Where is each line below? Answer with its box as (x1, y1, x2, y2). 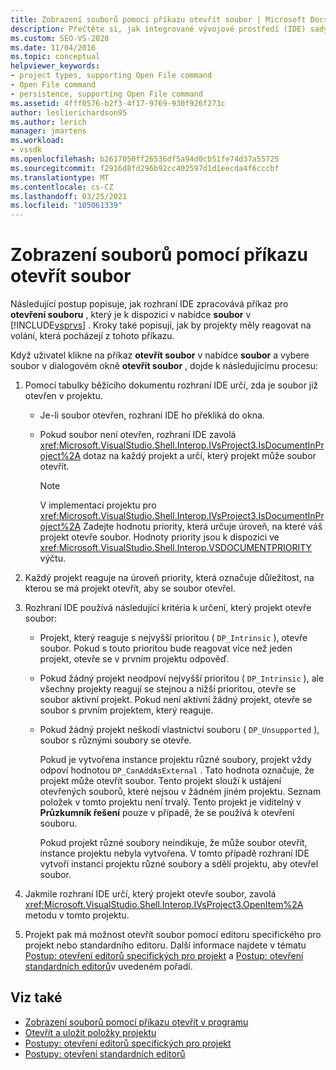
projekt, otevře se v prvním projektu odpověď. (39, 653, 230, 665)
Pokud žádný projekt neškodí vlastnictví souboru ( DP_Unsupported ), (39, 724, 320, 736)
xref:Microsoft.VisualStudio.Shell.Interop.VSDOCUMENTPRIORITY (39, 542, 313, 554)
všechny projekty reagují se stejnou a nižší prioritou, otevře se (39, 683, 297, 695)
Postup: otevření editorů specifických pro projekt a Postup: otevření (24, 950, 304, 962)
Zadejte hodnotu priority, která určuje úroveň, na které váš (83, 521, 323, 533)
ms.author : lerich (10, 117, 87, 127)
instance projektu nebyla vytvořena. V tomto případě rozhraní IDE (39, 847, 310, 860)
